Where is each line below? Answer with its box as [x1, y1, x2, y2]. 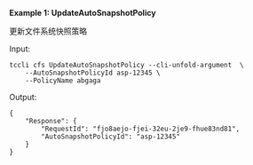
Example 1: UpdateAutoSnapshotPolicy [9, 8, 157, 18]
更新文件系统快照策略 [9, 26, 87, 36]
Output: [9, 92, 37, 102]
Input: [9, 43, 31, 54]
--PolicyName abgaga [25, 76, 101, 85]
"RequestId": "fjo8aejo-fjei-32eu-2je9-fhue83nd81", [41, 124, 241, 133]
